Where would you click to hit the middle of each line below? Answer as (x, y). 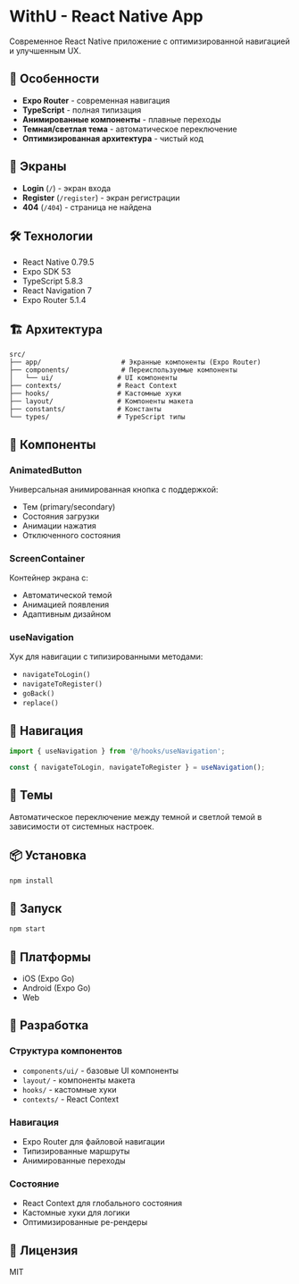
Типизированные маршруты (76, 1152)
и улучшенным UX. (46, 50)
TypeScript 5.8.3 (52, 281)
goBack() (38, 694)
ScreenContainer (47, 558)
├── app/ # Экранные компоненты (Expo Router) (135, 363)
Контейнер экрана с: (49, 578)
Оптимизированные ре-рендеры (85, 1222)
